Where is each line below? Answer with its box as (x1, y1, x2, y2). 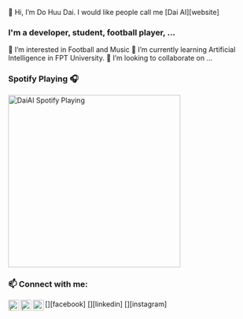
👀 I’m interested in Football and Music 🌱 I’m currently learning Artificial (8, 45, 236, 54)
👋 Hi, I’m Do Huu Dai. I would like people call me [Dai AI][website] (8, 8, 220, 17)
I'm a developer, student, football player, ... (8, 27, 175, 38)
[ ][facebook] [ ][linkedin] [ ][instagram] (45, 299, 168, 309)
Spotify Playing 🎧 (8, 73, 79, 84)
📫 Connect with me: (8, 278, 88, 289)
